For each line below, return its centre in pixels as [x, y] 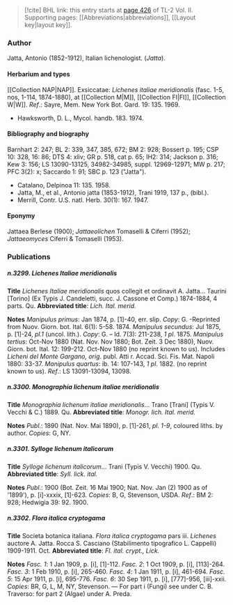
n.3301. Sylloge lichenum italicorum [60, 449]
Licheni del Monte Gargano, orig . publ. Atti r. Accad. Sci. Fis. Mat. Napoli [111, 356]
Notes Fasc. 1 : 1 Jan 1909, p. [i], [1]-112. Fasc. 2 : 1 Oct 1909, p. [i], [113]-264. [116, 564]
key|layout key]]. [48, 25]
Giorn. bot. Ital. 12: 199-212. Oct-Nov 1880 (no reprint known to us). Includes [116, 349]
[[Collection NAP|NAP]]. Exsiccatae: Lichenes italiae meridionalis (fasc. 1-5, [115, 89]
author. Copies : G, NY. [39, 433]
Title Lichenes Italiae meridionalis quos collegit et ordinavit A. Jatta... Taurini [117, 291]
